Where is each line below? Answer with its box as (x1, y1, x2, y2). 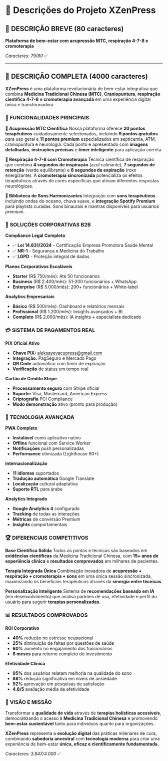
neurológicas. (5, 183, 33, 189)
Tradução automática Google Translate (12, 475, 94, 481)
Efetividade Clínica (5, 660, 45, 666)
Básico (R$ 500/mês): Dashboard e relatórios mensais (12, 303, 125, 310)
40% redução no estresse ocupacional (12, 635, 93, 641)
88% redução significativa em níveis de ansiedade (12, 675, 117, 681)
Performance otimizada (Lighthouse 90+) (12, 451, 99, 456)
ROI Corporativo (5, 625, 39, 631)
